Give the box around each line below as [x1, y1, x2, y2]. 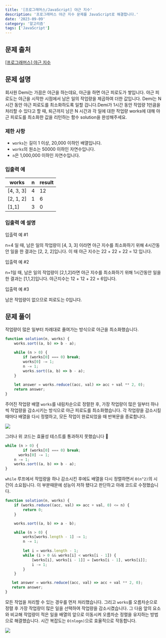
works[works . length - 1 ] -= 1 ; [23, 534, 88, 539]
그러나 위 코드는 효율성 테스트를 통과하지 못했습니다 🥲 [5, 433, 109, 439]
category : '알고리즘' [5, 21, 46, 26]
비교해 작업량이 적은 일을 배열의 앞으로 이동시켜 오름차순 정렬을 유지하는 [10, 611, 150, 617]
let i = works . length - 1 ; [23, 548, 79, 553]
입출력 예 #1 [5, 232, 28, 237]
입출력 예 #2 [5, 259, 29, 265]
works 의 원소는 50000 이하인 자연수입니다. [12, 146, 96, 152]
